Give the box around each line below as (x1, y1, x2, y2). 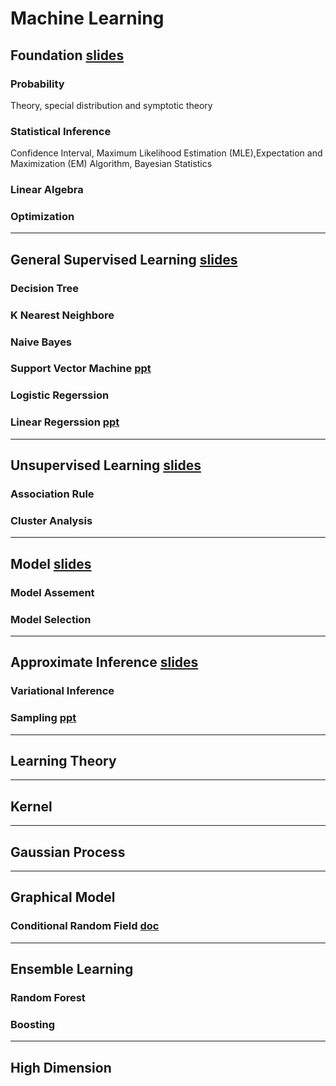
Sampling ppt (10, 711, 77, 725)
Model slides (10, 555, 92, 572)
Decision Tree (10, 281, 80, 295)
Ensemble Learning (10, 961, 134, 978)
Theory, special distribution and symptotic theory (10, 99, 213, 111)
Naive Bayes (10, 335, 73, 349)
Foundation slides (10, 47, 125, 64)
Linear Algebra (10, 183, 84, 197)
